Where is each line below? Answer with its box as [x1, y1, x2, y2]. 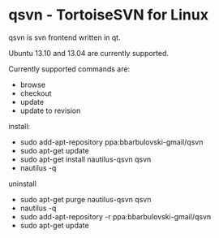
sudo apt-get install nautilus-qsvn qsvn [19, 154, 152, 164]
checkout [19, 88, 52, 98]
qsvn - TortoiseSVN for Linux [8, 6, 209, 24]
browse [19, 80, 46, 89]
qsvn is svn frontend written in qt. [8, 32, 121, 42]
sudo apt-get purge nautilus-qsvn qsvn [19, 194, 152, 204]
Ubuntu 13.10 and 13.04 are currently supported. [8, 48, 169, 58]
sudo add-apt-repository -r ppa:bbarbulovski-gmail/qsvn [19, 211, 212, 221]
